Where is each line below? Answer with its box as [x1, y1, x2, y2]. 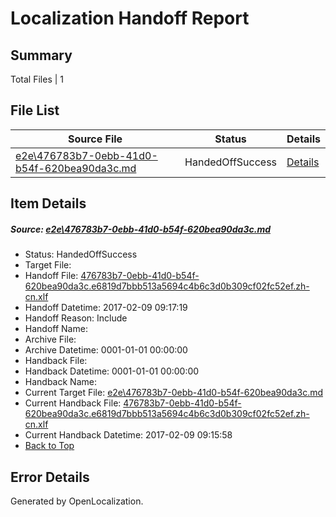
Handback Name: [24, 376, 97, 388]
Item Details [10, 195, 87, 212]
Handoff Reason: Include [24, 312, 128, 324]
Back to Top [24, 440, 75, 452]
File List [10, 102, 60, 119]
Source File [67, 132, 123, 146]
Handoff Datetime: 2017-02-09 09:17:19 [24, 302, 188, 314]
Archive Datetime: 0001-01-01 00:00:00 [24, 344, 188, 356]
